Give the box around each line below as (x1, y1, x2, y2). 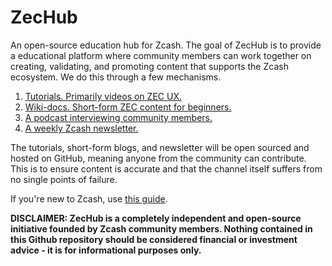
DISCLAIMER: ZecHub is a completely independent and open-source (10, 212, 302, 224)
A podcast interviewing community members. (24, 111, 213, 123)
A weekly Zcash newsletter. (24, 122, 139, 134)
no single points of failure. (10, 173, 118, 185)
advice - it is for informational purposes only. (10, 244, 202, 256)
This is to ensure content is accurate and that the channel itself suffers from (10, 162, 323, 175)
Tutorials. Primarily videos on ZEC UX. (24, 90, 182, 102)
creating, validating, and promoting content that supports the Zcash (10, 60, 289, 72)
